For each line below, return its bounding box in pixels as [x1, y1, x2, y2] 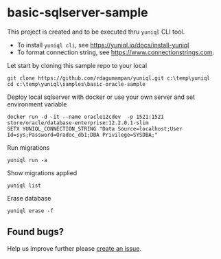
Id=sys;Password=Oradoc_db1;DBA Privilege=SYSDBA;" [7, 131, 158, 138]
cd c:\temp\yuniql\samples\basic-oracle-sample [7, 80, 146, 87]
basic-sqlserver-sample [7, 5, 148, 21]
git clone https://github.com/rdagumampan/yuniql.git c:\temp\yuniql [7, 74, 211, 82]
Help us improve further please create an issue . [7, 244, 142, 252]
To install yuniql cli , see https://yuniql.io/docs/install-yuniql [16, 41, 189, 49]
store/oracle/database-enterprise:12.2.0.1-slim [7, 119, 149, 126]
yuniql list [7, 182, 41, 189]
